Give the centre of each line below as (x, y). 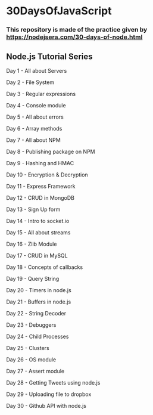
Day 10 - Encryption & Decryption (47, 175)
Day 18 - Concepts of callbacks (45, 267)
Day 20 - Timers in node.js (39, 290)
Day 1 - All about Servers (37, 70)
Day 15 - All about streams (38, 232)
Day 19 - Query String (33, 278)
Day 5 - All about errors (35, 117)
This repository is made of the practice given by (77, 30)
